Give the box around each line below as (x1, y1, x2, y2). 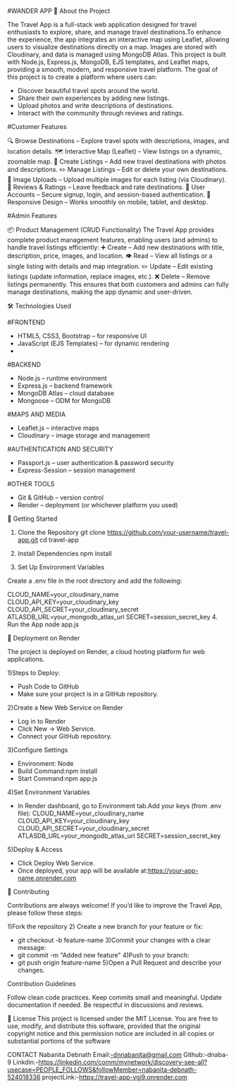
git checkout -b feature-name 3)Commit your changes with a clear (17, 936, 211, 944)
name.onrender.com (17, 874, 77, 882)
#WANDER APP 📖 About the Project (7, 7, 111, 15)
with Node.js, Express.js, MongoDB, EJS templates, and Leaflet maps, (7, 58, 210, 66)
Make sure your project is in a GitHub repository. (17, 690, 159, 698)
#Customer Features (7, 123, 67, 130)
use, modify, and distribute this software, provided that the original (7, 1022, 201, 1030)
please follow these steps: (7, 909, 83, 917)
